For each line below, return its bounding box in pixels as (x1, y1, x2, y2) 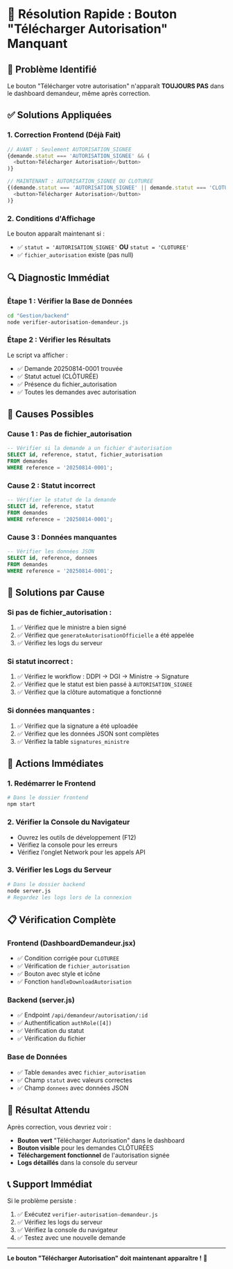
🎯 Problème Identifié (7, 63, 97, 75)
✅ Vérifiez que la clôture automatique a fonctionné (17, 688, 162, 697)
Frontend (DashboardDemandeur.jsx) (7, 938, 136, 947)
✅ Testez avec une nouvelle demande (17, 1234, 126, 1242)
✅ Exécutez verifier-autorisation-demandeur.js (17, 1210, 158, 1218)
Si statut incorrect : (7, 656, 74, 666)
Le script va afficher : (7, 351, 68, 359)
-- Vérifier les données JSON (7, 548, 95, 555)
